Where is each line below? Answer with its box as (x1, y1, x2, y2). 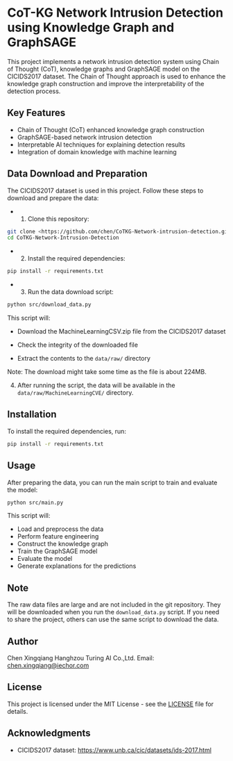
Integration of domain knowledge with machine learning (17, 147, 177, 156)
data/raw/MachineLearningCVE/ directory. (17, 388, 134, 397)
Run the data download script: (27, 288, 114, 296)
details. (7, 707, 28, 715)
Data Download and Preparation (7, 168, 148, 180)
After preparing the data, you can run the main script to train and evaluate (7, 478, 218, 486)
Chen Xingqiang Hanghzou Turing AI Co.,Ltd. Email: (7, 654, 155, 662)
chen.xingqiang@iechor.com (7, 662, 89, 670)
